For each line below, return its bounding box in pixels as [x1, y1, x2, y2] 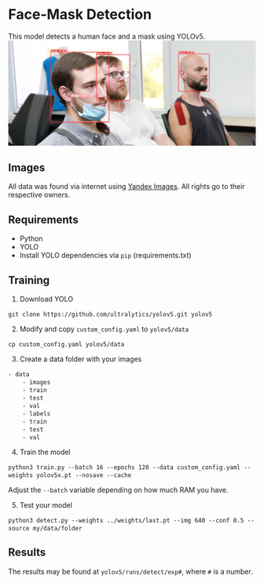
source [8, 524, 30, 532]
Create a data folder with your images [19, 354, 142, 364]
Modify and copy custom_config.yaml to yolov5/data [19, 324, 189, 334]
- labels [22, 409, 51, 418]
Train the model [19, 447, 71, 456]
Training [8, 273, 50, 286]
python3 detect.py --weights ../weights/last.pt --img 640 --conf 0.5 [8, 516, 244, 524]
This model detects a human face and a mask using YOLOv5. [8, 31, 206, 41]
